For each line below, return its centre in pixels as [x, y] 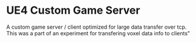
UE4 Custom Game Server [73, 10]
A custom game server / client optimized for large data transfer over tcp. [96, 27]
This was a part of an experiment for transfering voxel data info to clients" [98, 33]
